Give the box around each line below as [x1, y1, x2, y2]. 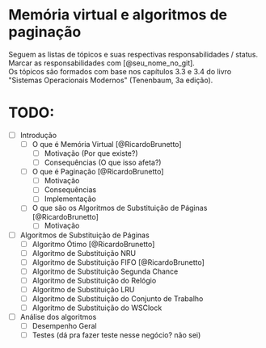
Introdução [19, 130, 57, 140]
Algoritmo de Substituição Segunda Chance [32, 266, 179, 276]
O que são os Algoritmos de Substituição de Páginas [32, 203, 208, 213]
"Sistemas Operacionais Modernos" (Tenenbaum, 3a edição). [8, 75, 213, 85]
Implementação [44, 194, 97, 203]
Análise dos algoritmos [19, 312, 97, 322]
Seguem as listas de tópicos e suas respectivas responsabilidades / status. [8, 49, 259, 59]
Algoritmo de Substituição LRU [32, 284, 135, 294]
